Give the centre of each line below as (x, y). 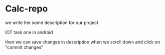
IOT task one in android (29, 32)
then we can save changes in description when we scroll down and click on (83, 42)
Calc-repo (27, 9)
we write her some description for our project (52, 22)
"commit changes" (24, 47)
